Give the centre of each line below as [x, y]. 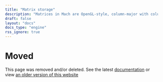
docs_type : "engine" [26, 28]
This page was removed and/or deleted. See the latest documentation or [78, 69]
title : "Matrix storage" [30, 9]
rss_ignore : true [23, 32]
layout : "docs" [20, 23]
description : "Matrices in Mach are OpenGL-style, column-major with [77, 14]
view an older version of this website [42, 74]
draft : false [18, 18]
